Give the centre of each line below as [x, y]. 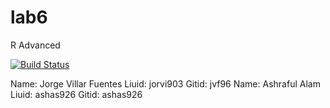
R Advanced [35, 45]
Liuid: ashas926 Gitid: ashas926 [76, 94]
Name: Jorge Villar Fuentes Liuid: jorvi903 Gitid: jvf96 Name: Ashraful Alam [165, 83]
